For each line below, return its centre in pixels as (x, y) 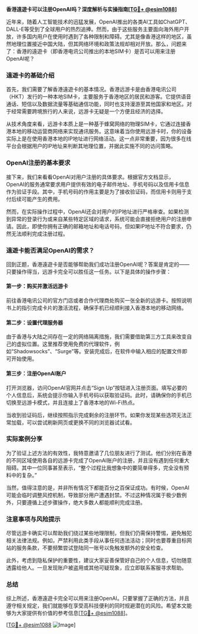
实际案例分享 (24, 439)
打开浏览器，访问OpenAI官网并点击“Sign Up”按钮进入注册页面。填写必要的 (97, 387)
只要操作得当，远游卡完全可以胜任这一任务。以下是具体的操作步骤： (89, 271)
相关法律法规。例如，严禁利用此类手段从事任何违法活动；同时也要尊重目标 (96, 541)
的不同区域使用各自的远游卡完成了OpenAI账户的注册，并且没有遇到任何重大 (98, 460)
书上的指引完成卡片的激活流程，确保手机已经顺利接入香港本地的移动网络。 (96, 308)
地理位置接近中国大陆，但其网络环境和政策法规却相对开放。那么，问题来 (99, 44)
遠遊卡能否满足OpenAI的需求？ (50, 250)
